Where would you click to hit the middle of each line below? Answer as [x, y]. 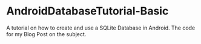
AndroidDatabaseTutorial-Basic [87, 11]
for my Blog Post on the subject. [46, 34]
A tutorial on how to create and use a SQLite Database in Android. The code [101, 28]
